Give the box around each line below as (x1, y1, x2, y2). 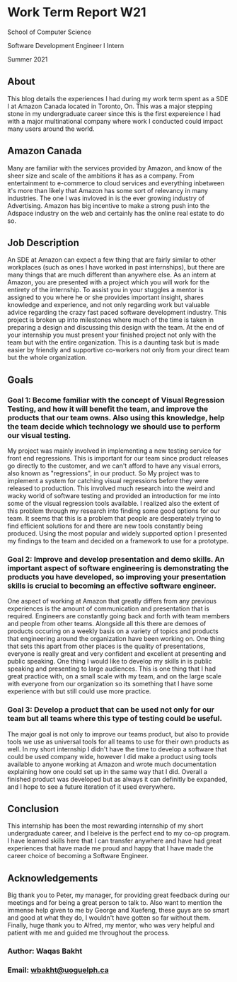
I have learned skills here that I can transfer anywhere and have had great (7, 836, 222, 845)
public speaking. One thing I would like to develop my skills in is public (7, 657, 212, 666)
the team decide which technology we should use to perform (7, 422, 221, 432)
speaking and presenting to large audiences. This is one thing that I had (7, 664, 216, 673)
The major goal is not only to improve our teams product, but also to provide (7, 729, 229, 738)
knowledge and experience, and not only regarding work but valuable (7, 301, 210, 309)
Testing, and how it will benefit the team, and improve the (7, 404, 209, 414)
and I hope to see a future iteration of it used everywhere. (7, 782, 175, 791)
